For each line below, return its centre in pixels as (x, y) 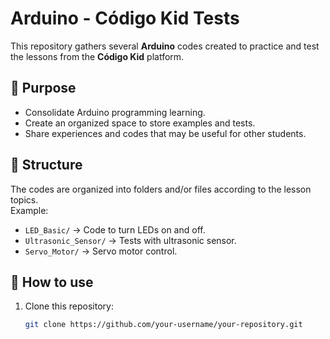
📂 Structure (46, 165)
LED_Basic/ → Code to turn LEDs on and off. (115, 229)
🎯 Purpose (43, 88)
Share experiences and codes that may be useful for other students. (165, 133)
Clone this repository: (69, 306)
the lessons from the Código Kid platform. (97, 56)
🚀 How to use (52, 282)
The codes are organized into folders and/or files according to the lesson (161, 189)
